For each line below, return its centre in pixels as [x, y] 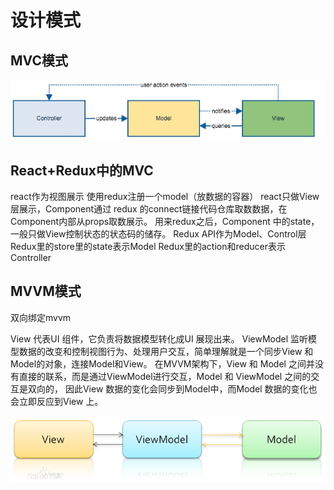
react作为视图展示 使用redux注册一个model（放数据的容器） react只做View [165, 197]
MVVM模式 [46, 291]
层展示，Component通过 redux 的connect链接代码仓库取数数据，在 [149, 209]
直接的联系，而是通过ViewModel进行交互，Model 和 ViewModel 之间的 [165, 376]
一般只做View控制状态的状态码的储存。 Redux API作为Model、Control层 [158, 234]
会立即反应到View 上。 [57, 401]
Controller [31, 258]
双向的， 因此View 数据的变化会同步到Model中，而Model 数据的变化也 [172, 388]
